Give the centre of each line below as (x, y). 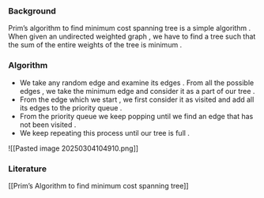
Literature (28, 169)
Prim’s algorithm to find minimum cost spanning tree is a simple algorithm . (130, 28)
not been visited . (48, 125)
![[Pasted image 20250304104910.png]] (74, 148)
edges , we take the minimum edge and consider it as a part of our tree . (137, 91)
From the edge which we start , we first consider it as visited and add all (137, 99)
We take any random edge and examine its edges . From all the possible (137, 82)
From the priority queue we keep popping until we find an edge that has (136, 116)
